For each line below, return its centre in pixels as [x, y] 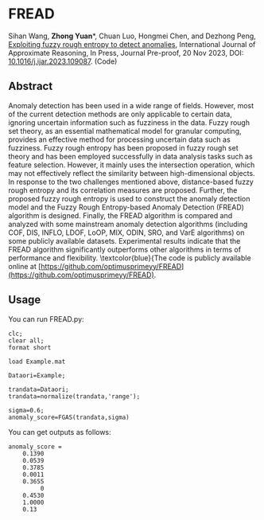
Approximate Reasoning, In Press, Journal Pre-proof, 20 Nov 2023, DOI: [126, 53]
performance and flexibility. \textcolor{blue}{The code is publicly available [130, 258]
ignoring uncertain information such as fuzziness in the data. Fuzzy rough [129, 122]
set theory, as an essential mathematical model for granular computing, [125, 131]
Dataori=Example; [37, 375]
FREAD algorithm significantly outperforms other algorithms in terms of [124, 249]
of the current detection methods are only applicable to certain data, [120, 114]
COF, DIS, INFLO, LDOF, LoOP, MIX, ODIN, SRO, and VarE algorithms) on [126, 233]
